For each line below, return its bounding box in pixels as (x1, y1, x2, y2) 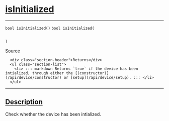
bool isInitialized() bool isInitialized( (5, 26, 95, 31)
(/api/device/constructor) (5, 75, 62, 80)
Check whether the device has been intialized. (5, 111, 102, 117)
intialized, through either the (5, 70, 73, 76)
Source (5, 48, 20, 54)
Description (5, 98, 43, 106)
